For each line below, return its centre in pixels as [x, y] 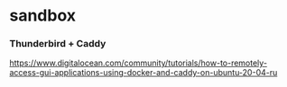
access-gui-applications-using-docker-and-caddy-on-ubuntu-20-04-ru [143, 73]
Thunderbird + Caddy [58, 44]
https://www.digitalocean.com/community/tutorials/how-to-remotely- [139, 63]
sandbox [43, 16]
